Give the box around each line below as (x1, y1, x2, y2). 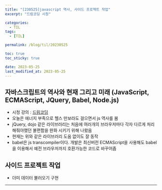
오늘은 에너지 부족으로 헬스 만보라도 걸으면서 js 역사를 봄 (12, 116, 119, 121)
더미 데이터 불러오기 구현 (12, 175, 59, 180)
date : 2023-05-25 (5, 64, 40, 69)
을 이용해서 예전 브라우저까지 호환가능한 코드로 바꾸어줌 (12, 146, 117, 151)
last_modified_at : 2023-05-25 (5, 69, 66, 74)
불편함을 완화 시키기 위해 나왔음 (33, 128, 93, 133)
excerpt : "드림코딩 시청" (5, 12, 51, 16)
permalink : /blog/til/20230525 (5, 43, 68, 47)
